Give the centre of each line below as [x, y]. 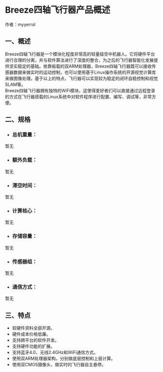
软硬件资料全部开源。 [33, 328]
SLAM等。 [15, 84]
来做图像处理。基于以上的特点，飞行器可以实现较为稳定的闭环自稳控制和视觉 [81, 78]
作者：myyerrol [20, 24]
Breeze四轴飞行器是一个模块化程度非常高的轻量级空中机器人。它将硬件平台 [80, 54]
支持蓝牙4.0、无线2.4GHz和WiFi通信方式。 [55, 352]
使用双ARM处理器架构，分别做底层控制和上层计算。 [64, 358]
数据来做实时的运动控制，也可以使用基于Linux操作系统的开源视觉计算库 [85, 72]
